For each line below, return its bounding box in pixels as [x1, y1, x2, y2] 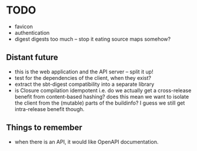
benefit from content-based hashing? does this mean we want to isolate [14, 93, 189, 100]
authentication [14, 29, 50, 36]
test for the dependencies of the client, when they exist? [14, 74, 152, 81]
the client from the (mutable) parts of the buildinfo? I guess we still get [14, 99, 185, 106]
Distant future [6, 52, 59, 62]
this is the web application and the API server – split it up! [14, 68, 154, 75]
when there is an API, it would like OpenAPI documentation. [14, 138, 159, 145]
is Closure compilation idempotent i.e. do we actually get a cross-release [14, 86, 192, 94]
